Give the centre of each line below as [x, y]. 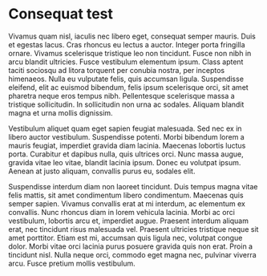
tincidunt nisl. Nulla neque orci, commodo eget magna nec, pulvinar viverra [132, 254]
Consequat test [61, 14]
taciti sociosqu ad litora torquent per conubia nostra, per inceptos [117, 70]
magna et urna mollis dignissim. [61, 112]
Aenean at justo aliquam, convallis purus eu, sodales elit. [102, 171]
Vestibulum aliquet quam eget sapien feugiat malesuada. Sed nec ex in [125, 128]
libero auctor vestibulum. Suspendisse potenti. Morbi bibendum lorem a [126, 136]
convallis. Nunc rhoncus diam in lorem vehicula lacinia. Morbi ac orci [121, 212]
